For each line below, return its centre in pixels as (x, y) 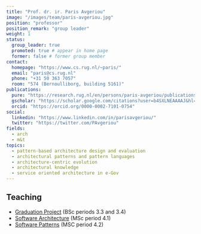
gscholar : (24, 101)
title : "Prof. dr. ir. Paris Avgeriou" (56, 12)
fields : (16, 129)
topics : (16, 145)
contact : (17, 62)
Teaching (24, 197)
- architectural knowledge (45, 168)
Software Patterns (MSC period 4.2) (59, 224)
